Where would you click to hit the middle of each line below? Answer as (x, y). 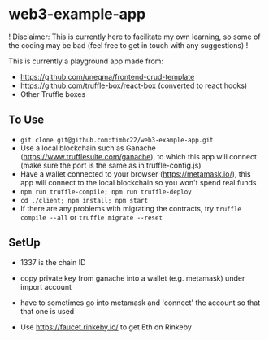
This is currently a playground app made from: (86, 61)
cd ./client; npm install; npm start (84, 200)
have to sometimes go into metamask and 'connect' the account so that (140, 303)
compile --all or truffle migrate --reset (91, 217)
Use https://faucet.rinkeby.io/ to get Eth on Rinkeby (106, 327)
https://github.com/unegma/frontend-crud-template (107, 76)
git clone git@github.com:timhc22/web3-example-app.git (117, 140)
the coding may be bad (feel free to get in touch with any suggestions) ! (128, 45)
